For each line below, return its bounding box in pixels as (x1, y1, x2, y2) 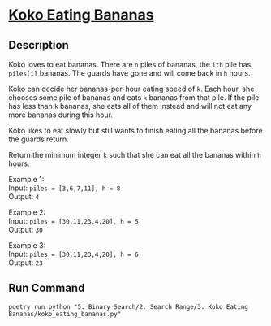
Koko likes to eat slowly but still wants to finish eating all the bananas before (8, 126, 263, 135)
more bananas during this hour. (8, 110, 114, 120)
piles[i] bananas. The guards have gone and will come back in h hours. (8, 68, 251, 78)
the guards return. (8, 134, 69, 144)
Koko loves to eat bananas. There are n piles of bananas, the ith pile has (8, 59, 252, 69)
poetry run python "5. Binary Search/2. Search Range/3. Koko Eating (8, 302, 249, 311)
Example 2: (8, 207, 46, 217)
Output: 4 (8, 192, 40, 201)
